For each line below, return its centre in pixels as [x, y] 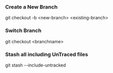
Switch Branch [23, 31]
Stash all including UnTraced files [47, 54]
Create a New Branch [31, 7]
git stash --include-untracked [35, 65]
